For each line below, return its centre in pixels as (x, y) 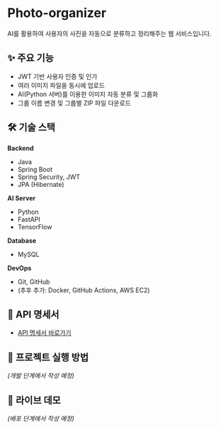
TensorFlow (35, 227)
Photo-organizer (57, 13)
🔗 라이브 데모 (34, 400)
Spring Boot (35, 169)
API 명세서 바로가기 (45, 333)
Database (22, 240)
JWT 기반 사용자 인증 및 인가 (57, 76)
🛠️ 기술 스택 (31, 128)
